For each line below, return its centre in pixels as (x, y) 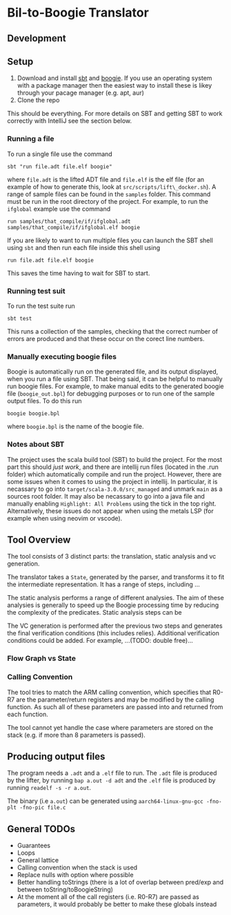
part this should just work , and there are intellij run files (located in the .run (113, 467)
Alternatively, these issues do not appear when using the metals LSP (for (110, 511)
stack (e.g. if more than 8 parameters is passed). (77, 735)
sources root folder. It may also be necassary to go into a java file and (106, 496)
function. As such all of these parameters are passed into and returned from (115, 706)
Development (37, 38)
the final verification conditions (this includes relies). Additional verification (113, 633)
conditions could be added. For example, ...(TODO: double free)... (100, 641)
